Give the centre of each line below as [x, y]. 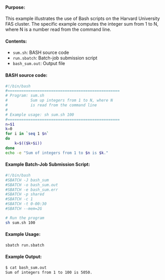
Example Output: [23, 257]
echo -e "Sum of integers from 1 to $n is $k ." [57, 153]
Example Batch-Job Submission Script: [48, 165]
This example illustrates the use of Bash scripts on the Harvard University [82, 18]
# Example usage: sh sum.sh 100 [40, 115]
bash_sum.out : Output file [39, 64]
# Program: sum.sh [25, 96]
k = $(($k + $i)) [28, 144]
